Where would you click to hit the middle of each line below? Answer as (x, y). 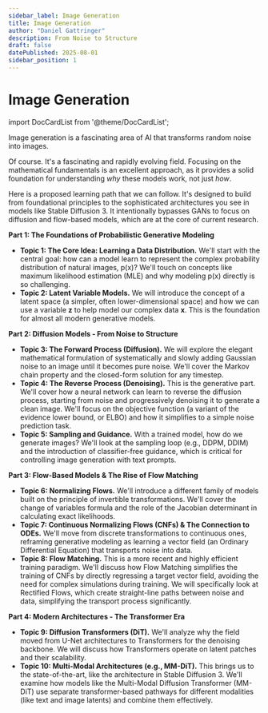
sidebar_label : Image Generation (64, 16)
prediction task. (46, 425)
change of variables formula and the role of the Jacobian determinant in (138, 508)
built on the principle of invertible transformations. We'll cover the (128, 499)
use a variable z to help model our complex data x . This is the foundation (140, 309)
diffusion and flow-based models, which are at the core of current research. (134, 219)
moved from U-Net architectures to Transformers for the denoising (130, 640)
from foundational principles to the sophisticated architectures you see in (129, 202)
